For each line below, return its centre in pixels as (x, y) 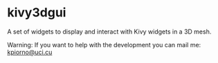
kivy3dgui (37, 13)
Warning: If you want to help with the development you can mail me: (104, 45)
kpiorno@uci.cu (30, 52)
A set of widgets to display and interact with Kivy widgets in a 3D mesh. (109, 32)
